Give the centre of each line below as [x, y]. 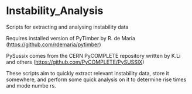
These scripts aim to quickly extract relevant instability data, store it [88, 73]
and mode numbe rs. [31, 85]
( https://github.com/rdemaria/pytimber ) [54, 44]
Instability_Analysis [55, 11]
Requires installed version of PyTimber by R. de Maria [71, 38]
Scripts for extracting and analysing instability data [67, 27]
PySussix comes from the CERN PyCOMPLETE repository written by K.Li [93, 55]
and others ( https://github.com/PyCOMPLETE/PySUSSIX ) [75, 62]
